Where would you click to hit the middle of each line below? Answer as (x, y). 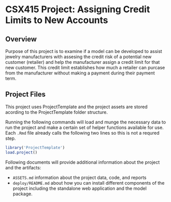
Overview (21, 39)
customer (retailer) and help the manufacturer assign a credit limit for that (82, 62)
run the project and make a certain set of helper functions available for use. (84, 127)
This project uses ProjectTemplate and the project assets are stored (77, 107)
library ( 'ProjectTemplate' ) (35, 147)
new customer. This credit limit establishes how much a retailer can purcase (85, 68)
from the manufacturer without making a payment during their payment (80, 73)
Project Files (26, 95)
